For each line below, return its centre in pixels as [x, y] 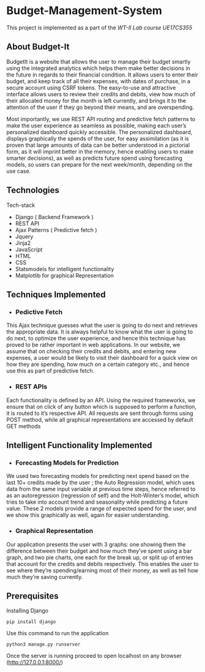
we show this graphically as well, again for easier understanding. [88, 515]
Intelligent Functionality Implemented [79, 445]
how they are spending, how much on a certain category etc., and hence [98, 364]
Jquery [24, 236]
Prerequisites [32, 596]
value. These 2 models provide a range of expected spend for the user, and [102, 509]
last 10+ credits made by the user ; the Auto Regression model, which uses [100, 483]
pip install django [31, 622]
